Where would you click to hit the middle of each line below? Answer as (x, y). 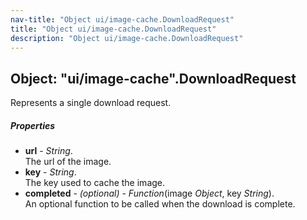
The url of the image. (68, 162)
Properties (33, 125)
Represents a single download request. (91, 103)
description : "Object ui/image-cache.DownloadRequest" (127, 38)
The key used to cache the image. (95, 183)
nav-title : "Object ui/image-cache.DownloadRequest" (122, 19)
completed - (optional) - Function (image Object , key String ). (149, 193)
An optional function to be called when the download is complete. (160, 204)
